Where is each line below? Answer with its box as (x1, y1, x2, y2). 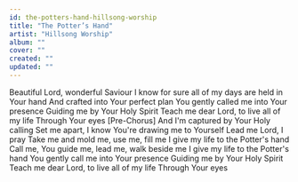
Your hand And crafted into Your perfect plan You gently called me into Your (9, 96, 287, 107)
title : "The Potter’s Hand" (9, 21, 114, 30)
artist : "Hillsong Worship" (9, 29, 114, 38)
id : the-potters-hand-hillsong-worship (9, 12, 157, 22)
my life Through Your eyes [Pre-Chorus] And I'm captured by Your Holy (9, 115, 271, 125)
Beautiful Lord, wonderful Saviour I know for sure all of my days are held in (9, 86, 283, 98)
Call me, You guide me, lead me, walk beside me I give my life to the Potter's (9, 143, 289, 154)
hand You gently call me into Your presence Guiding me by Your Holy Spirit (9, 153, 284, 163)
